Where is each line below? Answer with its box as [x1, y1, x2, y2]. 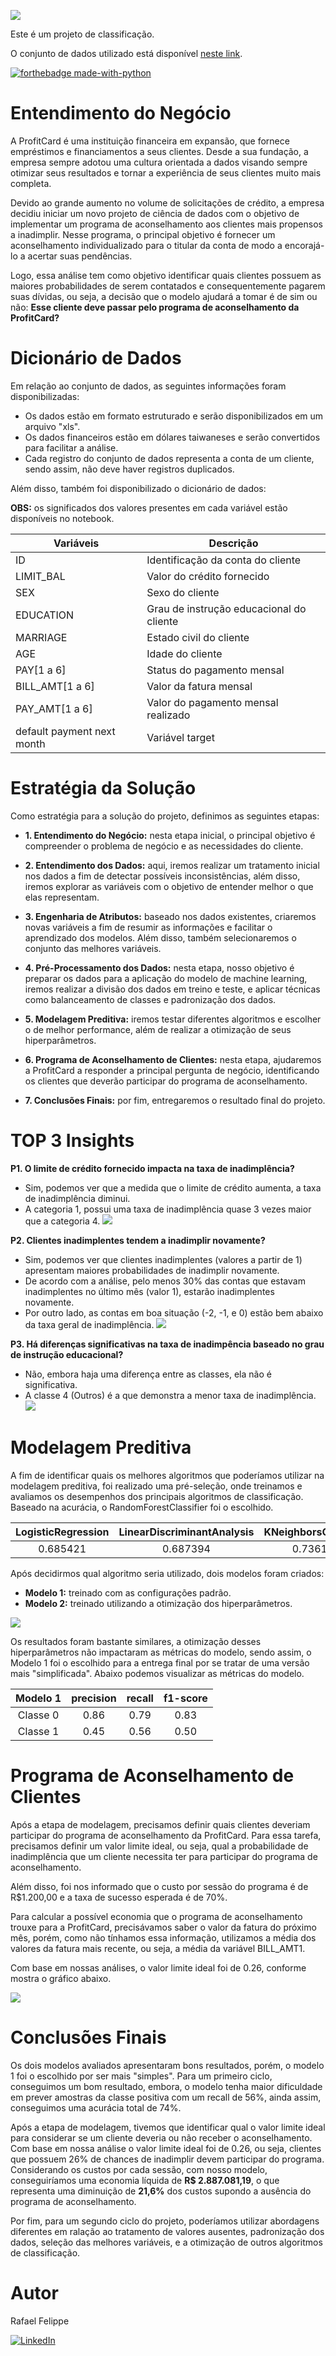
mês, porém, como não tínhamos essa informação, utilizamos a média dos [10, 1931, 317, 1944]
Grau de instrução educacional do [146, 601, 307, 615]
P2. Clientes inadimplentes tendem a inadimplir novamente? [10, 1234, 266, 1246]
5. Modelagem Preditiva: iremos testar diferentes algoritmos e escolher [24, 1013, 322, 1025]
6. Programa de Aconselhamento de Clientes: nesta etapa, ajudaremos [24, 1053, 322, 1065]
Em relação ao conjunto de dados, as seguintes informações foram [10, 380, 287, 392]
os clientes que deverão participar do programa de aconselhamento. [24, 1075, 308, 1087]
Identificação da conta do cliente [146, 553, 302, 567]
